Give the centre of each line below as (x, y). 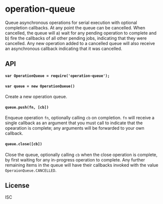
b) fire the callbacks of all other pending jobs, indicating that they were (76, 38)
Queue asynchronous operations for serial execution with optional (71, 23)
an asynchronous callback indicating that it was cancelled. (64, 48)
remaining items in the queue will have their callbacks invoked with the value (82, 165)
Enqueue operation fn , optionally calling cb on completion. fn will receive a (80, 118)
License (17, 185)
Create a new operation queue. (36, 97)
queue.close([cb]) (24, 144)
